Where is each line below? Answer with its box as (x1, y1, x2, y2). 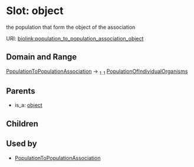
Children (6, 119, 38, 129)
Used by (6, 139, 37, 149)
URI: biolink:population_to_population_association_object (6, 35, 144, 42)
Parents (6, 86, 35, 96)
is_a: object (14, 102, 42, 109)
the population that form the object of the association (6, 24, 136, 31)
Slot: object (6, 4, 64, 18)
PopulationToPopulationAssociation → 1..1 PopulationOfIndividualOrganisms (6, 68, 188, 76)
